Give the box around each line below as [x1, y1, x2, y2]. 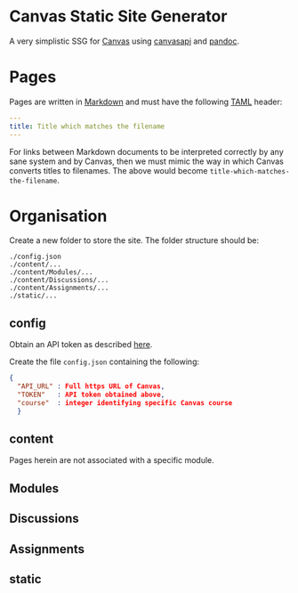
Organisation [9, 206, 108, 226]
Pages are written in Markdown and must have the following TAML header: [9, 96, 283, 107]
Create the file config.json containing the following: [9, 356, 200, 367]
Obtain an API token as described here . [9, 339, 153, 350]
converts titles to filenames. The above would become [9, 165, 208, 175]
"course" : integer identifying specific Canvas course [17, 398, 233, 407]
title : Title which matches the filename [9, 122, 165, 131]
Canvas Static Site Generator [9, 6, 228, 27]
